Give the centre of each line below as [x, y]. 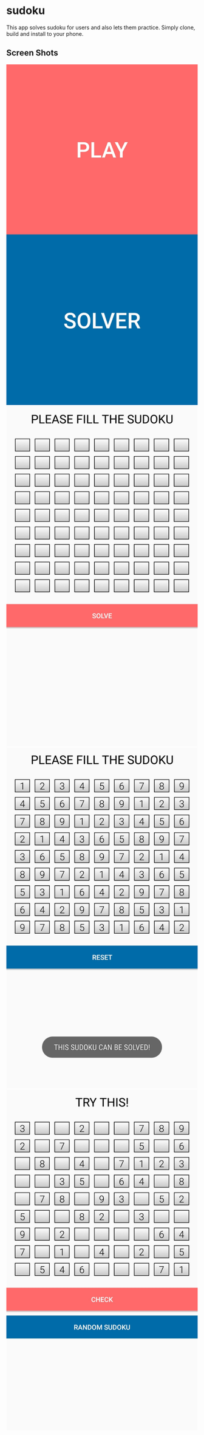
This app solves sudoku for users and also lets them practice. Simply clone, [101, 27]
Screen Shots [32, 53]
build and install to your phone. [45, 33]
